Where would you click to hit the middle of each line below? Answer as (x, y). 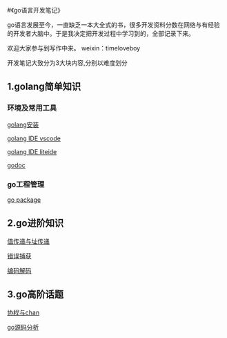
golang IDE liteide (32, 151)
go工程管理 (26, 184)
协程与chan (23, 312)
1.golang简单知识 (44, 87)
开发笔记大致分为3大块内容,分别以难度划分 (67, 63)
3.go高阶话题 (36, 295)
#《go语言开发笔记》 (36, 10)
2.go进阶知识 (36, 223)
